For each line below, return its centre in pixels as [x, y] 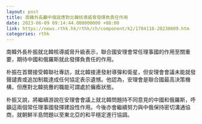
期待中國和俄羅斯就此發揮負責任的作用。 [67, 59]
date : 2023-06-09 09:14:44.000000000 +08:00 [63, 23]
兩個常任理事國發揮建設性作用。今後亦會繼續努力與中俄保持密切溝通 [101, 107]
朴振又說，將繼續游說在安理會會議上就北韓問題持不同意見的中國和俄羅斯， [98, 100]
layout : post [23, 12]
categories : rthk [28, 34]
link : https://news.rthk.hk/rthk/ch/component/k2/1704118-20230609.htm [98, 28]
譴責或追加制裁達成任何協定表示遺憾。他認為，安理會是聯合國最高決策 [98, 80]
